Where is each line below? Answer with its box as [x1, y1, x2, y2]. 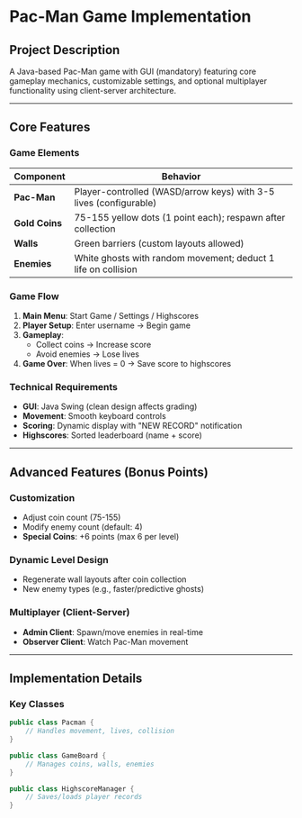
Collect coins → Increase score [35, 339, 152, 350]
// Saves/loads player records [25, 793, 143, 802]
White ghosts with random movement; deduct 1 [74, 251, 275, 264]
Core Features [9, 120, 91, 135]
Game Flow [9, 290, 60, 303]
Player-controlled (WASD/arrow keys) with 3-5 [74, 185, 275, 197]
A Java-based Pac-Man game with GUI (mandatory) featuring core [9, 66, 257, 77]
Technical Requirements [9, 380, 119, 393]
